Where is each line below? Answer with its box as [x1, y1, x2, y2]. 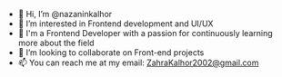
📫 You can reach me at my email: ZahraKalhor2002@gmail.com [17, 57, 259, 68]
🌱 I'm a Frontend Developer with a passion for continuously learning [17, 28, 273, 38]
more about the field [17, 37, 95, 48]
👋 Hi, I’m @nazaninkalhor [17, 9, 113, 19]
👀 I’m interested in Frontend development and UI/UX [17, 18, 214, 29]
